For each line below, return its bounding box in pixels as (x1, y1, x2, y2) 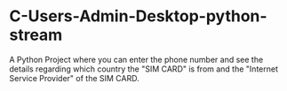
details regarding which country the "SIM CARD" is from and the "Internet (9, 64, 278, 74)
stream (9, 25, 63, 45)
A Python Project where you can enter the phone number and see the (9, 54, 264, 64)
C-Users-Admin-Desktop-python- (9, 6, 268, 27)
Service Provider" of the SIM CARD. (9, 72, 140, 83)
